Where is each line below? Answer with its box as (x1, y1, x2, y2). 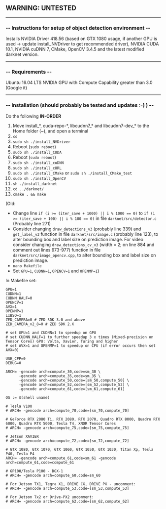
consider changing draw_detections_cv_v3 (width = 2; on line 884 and (12, 242, 155, 248)
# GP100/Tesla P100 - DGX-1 (5, 468, 64, 473)
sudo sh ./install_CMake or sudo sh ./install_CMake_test (12, 170, 133, 176)
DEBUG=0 (5, 360, 22, 365)
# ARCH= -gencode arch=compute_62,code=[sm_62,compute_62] (5, 499, 130, 504)
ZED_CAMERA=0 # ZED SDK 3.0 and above (5, 317, 85, 322)
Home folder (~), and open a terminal (12, 128, 88, 134)
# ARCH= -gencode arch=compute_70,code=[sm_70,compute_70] (5, 408, 130, 413)
